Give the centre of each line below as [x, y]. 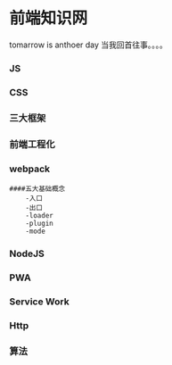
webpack [30, 169]
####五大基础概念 [37, 188]
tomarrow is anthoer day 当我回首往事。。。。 [88, 45]
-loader [39, 215]
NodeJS [27, 253]
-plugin [39, 223]
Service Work [39, 302]
